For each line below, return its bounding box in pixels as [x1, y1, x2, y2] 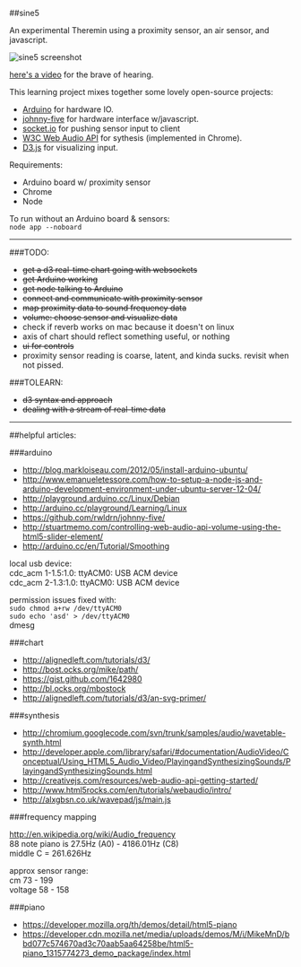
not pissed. [21, 360, 64, 370]
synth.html [21, 737, 62, 747]
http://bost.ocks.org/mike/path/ [21, 664, 139, 675]
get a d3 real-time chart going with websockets [21, 265, 198, 274]
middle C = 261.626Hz [9, 848, 92, 858]
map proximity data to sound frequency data [21, 302, 187, 313]
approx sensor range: [9, 866, 89, 876]
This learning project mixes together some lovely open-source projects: [9, 87, 274, 97]
